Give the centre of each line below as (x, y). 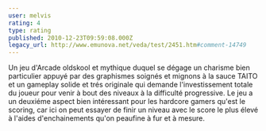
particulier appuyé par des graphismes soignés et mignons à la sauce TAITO (133, 76)
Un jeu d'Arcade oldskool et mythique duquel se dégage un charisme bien (129, 67)
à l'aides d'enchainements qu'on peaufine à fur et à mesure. (106, 118)
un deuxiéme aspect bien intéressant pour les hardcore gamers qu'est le (127, 102)
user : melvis (30, 15)
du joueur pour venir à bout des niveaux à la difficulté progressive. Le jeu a (131, 93)
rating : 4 (25, 23)
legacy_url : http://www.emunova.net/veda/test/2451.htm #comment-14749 (127, 45)
